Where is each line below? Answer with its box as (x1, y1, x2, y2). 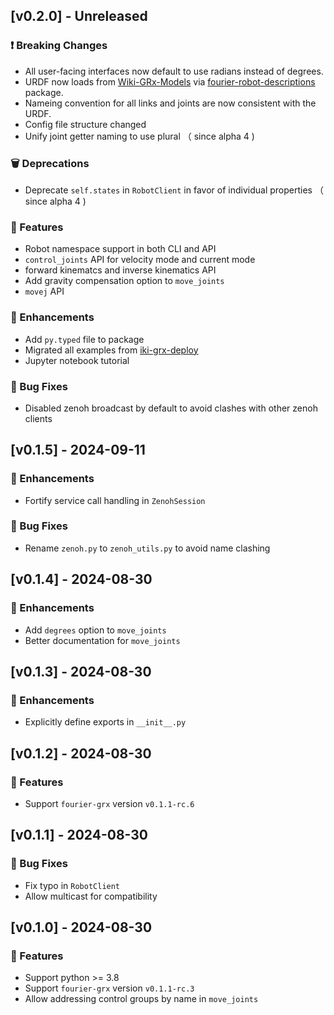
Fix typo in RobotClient (24, 879, 121, 891)
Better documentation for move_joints (24, 634, 181, 646)
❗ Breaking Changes (10, 39, 108, 53)
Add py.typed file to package (24, 333, 145, 345)
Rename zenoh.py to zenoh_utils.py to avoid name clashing (24, 542, 271, 554)
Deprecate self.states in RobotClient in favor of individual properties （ (24, 184, 324, 196)
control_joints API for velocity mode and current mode (24, 254, 256, 266)
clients (24, 412, 53, 424)
